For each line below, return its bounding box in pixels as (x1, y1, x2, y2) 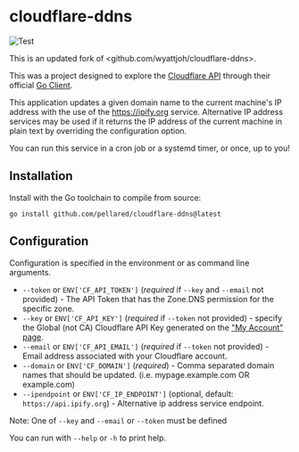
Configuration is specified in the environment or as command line (9, 257, 250, 268)
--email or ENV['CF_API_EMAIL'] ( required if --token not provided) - (21, 341, 270, 351)
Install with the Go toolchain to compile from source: (9, 192, 202, 202)
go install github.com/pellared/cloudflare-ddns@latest (9, 210, 221, 218)
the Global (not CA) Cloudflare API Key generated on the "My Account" (21, 322, 284, 333)
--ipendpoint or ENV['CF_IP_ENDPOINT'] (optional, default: (21, 388, 234, 399)
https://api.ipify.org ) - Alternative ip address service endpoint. (21, 398, 265, 408)
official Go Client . (9, 79, 73, 90)
